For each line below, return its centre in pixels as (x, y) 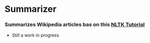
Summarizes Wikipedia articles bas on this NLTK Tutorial (75, 25)
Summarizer (31, 9)
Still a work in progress (35, 35)
